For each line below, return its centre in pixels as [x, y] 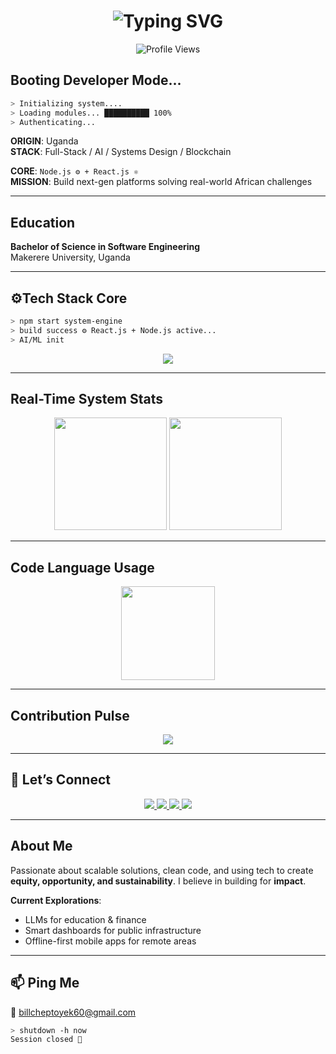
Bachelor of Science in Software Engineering [105, 247]
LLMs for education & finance [85, 919]
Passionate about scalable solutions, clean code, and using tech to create [162, 870]
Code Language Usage [82, 567]
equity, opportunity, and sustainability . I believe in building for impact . [158, 881]
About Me [41, 846]
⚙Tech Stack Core [69, 298]
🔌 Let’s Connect [60, 780]
